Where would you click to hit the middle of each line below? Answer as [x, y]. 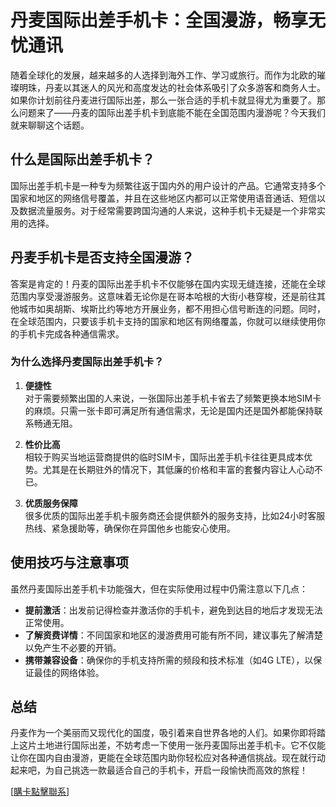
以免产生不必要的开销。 [73, 647]
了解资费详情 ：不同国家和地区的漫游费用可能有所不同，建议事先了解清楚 [173, 635]
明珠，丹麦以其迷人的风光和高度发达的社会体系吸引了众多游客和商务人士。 [172, 87]
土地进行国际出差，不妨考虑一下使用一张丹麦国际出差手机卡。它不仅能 [181, 745]
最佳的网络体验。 [69, 672]
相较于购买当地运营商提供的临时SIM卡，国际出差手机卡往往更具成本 [164, 457]
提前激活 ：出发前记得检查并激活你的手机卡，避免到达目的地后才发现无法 [173, 610]
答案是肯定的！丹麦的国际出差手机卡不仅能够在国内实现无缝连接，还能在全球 [168, 283]
